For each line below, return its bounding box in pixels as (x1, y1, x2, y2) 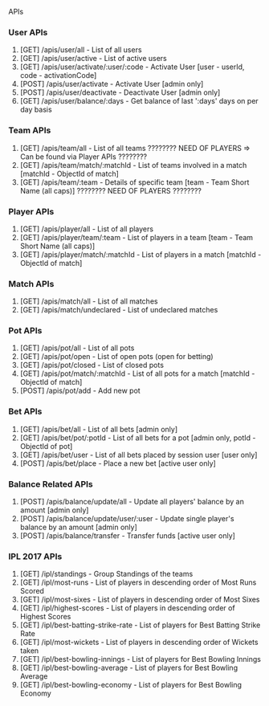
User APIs (8, 27, 48, 38)
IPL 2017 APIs (8, 551, 63, 561)
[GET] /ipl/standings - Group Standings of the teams (19, 569, 194, 579)
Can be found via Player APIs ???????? (19, 152, 147, 161)
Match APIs (8, 278, 55, 289)
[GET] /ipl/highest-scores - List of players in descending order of (19, 603, 235, 613)
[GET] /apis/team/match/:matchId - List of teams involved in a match (19, 160, 247, 169)
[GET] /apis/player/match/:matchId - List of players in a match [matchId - (19, 249, 262, 259)
